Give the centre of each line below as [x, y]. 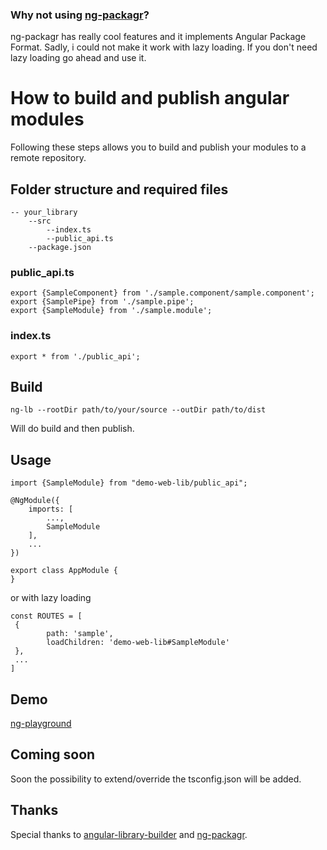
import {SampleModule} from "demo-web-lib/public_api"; [129, 483]
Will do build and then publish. [72, 429]
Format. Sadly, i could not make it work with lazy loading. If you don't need [164, 47]
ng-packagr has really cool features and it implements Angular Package [158, 37]
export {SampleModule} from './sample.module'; [111, 311]
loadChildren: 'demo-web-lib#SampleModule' [138, 643]
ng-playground [41, 724]
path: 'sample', [80, 634]
